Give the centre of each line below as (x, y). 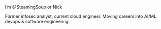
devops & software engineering (37, 22)
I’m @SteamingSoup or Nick (34, 7)
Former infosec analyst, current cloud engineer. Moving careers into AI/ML (81, 16)
